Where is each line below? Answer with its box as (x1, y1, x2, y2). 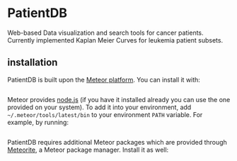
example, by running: (7, 118, 69, 126)
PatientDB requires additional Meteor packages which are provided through (7, 138, 228, 146)
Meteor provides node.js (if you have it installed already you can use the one (7, 95, 231, 104)
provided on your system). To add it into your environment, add (7, 103, 192, 111)
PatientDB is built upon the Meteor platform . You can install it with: (7, 75, 200, 84)
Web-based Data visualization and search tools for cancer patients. (7, 28, 204, 37)
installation (7, 57, 58, 69)
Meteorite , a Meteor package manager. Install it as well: (7, 145, 169, 154)
